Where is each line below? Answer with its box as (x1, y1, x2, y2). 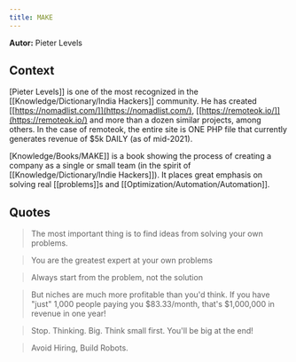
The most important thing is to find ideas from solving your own (30, 228, 263, 240)
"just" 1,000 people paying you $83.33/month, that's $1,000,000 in (30, 299, 275, 310)
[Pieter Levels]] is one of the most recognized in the (9, 86, 199, 98)
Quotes (9, 205, 51, 220)
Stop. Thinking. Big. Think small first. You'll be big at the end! (30, 326, 254, 336)
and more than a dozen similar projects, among (90, 114, 261, 125)
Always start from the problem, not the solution (30, 272, 204, 283)
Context (9, 63, 55, 78)
